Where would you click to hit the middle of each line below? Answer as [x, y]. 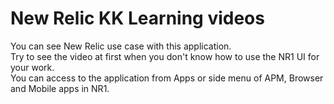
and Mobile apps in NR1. [60, 88]
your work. [32, 67]
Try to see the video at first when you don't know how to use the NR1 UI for [165, 56]
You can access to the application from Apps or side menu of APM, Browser [167, 78]
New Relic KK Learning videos [137, 18]
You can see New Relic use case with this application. [121, 46]
